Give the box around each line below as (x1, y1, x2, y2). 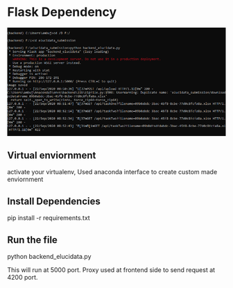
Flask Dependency (7, 4, 117, 20)
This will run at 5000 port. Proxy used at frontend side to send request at (7, 265, 216, 274)
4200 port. (7, 273, 38, 281)
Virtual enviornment (7, 149, 96, 161)
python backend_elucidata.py (7, 252, 92, 260)
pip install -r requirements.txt (7, 214, 90, 222)
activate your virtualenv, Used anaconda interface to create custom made (7, 168, 218, 176)
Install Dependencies (7, 195, 101, 207)
